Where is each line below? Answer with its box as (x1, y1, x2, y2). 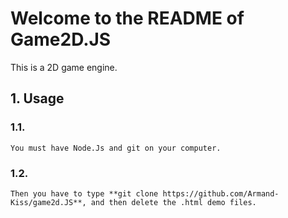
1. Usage (10, 90, 65, 107)
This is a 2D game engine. (10, 61, 118, 73)
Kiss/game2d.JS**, (10, 197, 87, 207)
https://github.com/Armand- (162, 188, 280, 199)
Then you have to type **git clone (10, 188, 159, 199)
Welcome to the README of (10, 7, 245, 30)
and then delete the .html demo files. (90, 197, 257, 207)
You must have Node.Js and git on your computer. (10, 143, 222, 153)
